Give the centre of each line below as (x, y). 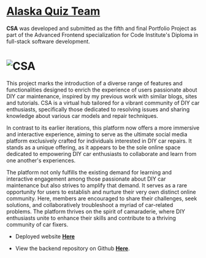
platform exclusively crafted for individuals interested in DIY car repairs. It (99, 141)
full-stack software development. (48, 41)
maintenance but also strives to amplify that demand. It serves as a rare (97, 185)
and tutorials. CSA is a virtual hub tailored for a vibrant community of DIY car (103, 103)
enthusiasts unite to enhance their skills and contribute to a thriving (91, 218)
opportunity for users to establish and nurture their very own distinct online (101, 192)
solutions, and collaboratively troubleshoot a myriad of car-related (90, 205)
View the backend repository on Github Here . (72, 248)
